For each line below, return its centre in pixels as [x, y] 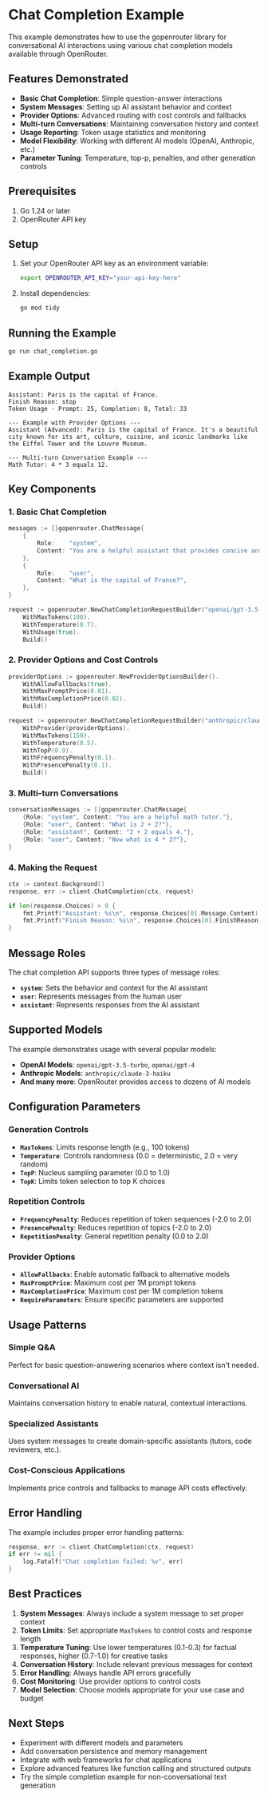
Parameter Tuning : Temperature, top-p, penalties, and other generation [138, 157]
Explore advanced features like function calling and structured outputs [135, 1768]
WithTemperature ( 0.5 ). [60, 743]
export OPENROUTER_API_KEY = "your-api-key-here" [100, 278]
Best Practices [45, 1594]
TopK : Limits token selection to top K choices [93, 1181]
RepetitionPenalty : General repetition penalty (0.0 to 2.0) [114, 1236]
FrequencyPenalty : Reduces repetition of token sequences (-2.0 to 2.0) [136, 1219]
